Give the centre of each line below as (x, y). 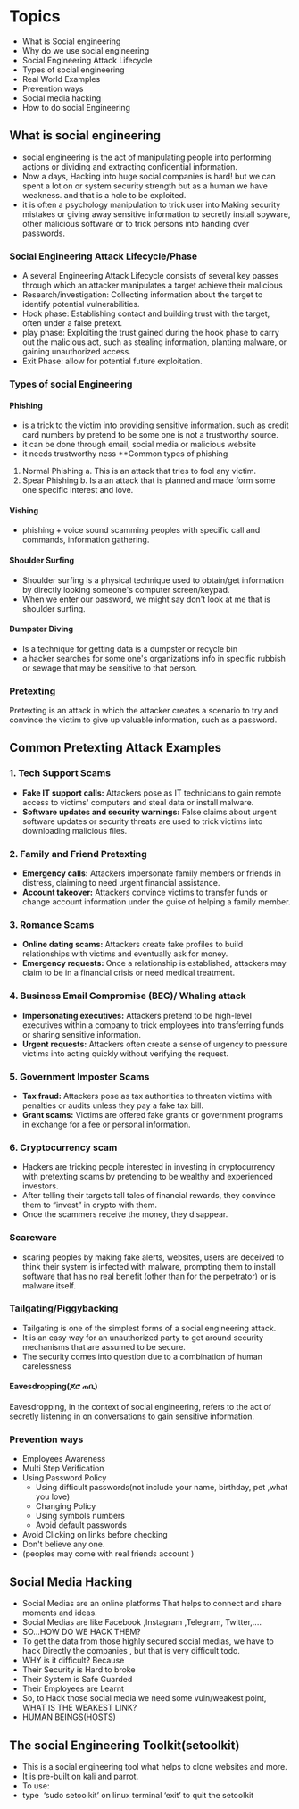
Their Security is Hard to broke (79, 1670)
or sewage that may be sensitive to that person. (110, 668)
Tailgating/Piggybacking (64, 1308)
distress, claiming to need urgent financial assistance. (121, 883)
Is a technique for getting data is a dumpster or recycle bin (130, 648)
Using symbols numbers (80, 1516)
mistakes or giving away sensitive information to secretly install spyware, (156, 214)
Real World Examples (61, 79)
